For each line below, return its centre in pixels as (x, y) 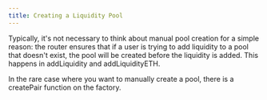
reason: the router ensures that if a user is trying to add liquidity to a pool (129, 46)
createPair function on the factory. (65, 87)
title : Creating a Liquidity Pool (66, 15)
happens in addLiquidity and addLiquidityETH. (84, 63)
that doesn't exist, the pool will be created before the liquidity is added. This (133, 55)
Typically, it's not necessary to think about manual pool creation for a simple (134, 38)
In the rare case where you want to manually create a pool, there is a (121, 79)
